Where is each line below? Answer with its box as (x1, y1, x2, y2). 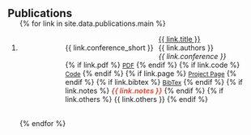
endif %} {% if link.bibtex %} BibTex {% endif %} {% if (65, 78, 244, 87)
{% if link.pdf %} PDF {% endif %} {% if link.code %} (65, 60, 240, 70)
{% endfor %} (19, 119, 66, 129)
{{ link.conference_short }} (65, 43, 155, 53)
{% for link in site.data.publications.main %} (19, 19, 167, 28)
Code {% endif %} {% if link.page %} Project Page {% (65, 69, 237, 78)
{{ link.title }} (158, 35, 201, 44)
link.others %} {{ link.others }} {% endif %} (65, 95, 208, 104)
